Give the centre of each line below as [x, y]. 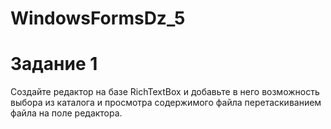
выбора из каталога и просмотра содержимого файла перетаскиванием [166, 103]
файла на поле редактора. [66, 113]
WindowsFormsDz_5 [98, 18]
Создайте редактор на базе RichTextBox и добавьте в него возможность [165, 92]
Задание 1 [54, 64]
